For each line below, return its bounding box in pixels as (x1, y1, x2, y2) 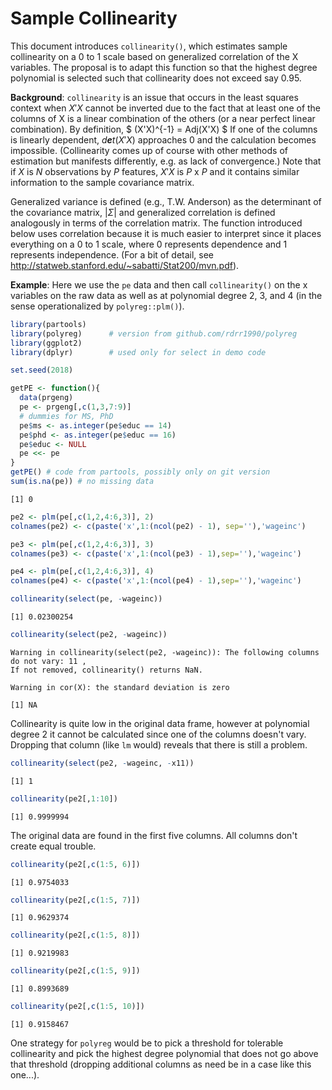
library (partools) (10, 319, 87, 329)
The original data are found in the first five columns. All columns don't (10, 829, 298, 841)
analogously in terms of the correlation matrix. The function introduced (10, 217, 303, 229)
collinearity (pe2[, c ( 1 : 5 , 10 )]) (10, 1002, 145, 1012)
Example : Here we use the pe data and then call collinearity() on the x (10, 278, 308, 291)
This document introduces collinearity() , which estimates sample (10, 40, 288, 52)
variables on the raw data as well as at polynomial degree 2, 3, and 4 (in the (10, 289, 323, 301)
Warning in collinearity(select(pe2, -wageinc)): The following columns (10, 647, 320, 657)
